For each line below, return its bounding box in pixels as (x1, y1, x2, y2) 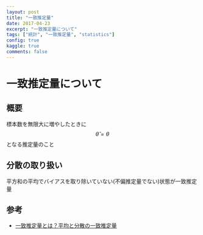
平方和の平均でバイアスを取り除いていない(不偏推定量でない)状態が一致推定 (6, 178, 197, 185)
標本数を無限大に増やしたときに (6, 120, 87, 128)
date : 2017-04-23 (6, 20, 51, 26)
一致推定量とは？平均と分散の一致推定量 (15, 222, 117, 230)
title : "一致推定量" (6, 15, 54, 21)
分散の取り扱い (6, 160, 63, 171)
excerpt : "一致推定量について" (6, 26, 77, 32)
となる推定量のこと (6, 140, 55, 148)
